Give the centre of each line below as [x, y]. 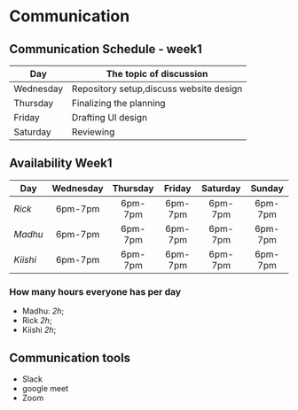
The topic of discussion [157, 74]
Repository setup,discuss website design [157, 89]
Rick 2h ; [37, 321]
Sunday [267, 188]
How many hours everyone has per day [95, 291]
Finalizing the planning [118, 103]
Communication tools [70, 357]
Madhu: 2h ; [43, 311]
